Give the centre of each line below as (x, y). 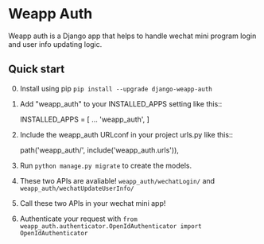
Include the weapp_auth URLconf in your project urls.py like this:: (126, 134)
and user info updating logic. (55, 44)
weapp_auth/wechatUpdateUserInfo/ (77, 188)
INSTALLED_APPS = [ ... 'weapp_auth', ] (84, 119)
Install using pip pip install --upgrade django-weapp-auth (116, 88)
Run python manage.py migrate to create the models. (106, 165)
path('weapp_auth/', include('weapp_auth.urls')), (99, 150)
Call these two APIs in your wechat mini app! (93, 203)
